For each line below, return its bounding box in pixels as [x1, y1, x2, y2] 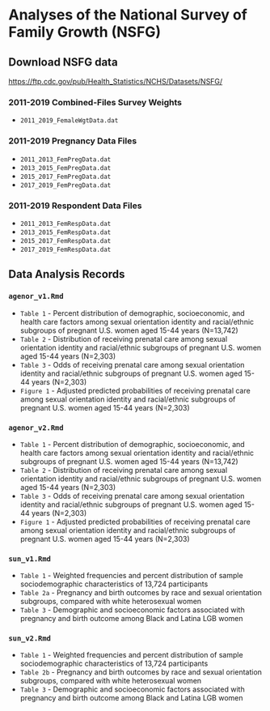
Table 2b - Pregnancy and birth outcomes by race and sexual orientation [19, 667, 263, 677]
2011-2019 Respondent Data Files [8, 200, 142, 211]
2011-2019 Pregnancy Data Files [8, 135, 137, 147]
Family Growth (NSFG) [8, 23, 162, 41]
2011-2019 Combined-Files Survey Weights [8, 96, 182, 108]
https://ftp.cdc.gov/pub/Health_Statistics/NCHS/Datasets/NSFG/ [8, 77, 223, 86]
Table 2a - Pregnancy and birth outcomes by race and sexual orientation [19, 588, 263, 598]
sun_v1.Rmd [8, 554, 51, 564]
